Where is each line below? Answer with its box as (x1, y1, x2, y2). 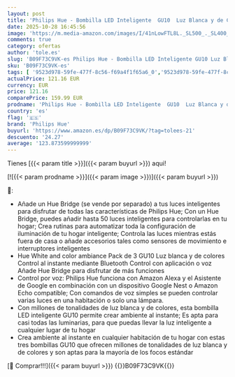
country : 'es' (7, 108, 49, 114)
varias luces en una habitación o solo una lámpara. (17, 296, 164, 304)
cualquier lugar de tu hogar (17, 326, 97, 334)
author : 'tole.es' (7, 50, 61, 57)
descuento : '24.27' (7, 133, 64, 140)
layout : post (7, 10, 45, 17)
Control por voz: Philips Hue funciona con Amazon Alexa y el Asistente (17, 274, 222, 283)
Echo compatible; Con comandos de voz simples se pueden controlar (17, 289, 218, 297)
